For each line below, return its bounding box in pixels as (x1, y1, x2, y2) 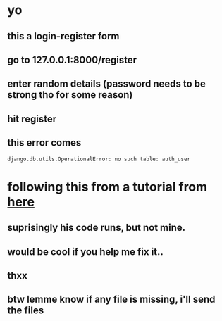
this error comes (7, 137, 82, 149)
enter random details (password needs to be (7, 78, 206, 90)
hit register (7, 113, 57, 125)
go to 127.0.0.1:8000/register (7, 53, 137, 65)
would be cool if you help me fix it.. (7, 246, 164, 258)
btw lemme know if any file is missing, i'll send (7, 294, 216, 306)
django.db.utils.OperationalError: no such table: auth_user (7, 156, 191, 163)
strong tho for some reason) (7, 89, 133, 101)
